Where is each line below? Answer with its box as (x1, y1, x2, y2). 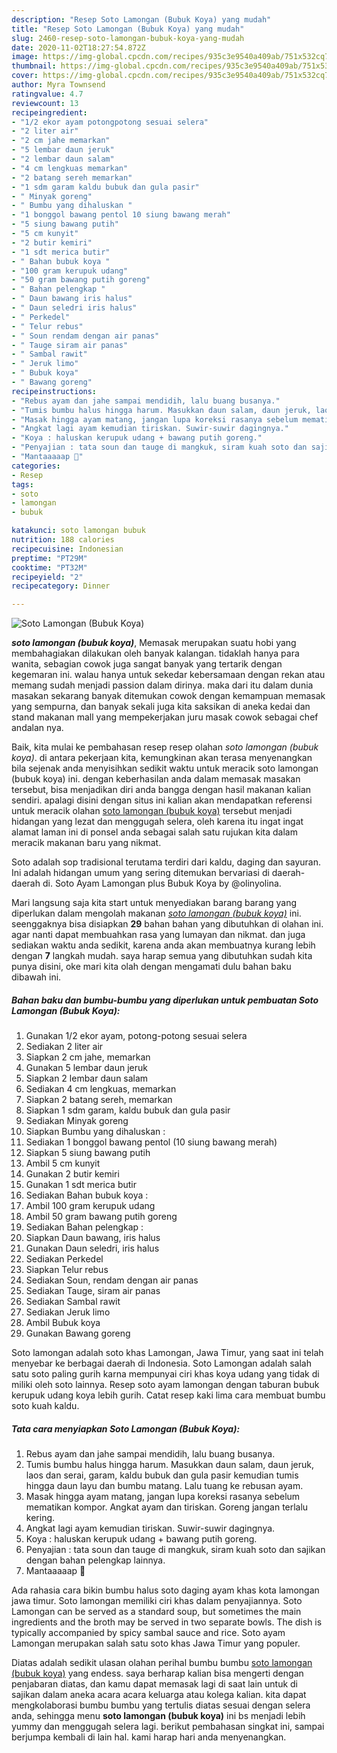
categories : (11, 461, 61, 471)
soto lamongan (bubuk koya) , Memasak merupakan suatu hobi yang (11, 637, 297, 649)
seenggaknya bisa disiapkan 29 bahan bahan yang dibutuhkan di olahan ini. (11, 918, 324, 930)
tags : (11, 479, 34, 490)
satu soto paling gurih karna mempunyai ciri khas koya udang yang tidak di (11, 1368, 320, 1380)
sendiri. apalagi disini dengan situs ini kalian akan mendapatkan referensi (11, 794, 313, 806)
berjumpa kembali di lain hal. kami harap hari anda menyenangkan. (11, 1731, 287, 1743)
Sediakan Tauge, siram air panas (25, 1285, 161, 1297)
